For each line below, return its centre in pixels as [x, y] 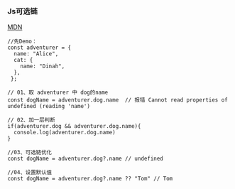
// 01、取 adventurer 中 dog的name [58, 93]
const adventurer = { [39, 48]
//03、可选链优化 [29, 153]
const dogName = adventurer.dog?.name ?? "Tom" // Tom [90, 179]
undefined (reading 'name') [49, 107]
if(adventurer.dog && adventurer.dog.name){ [74, 126]
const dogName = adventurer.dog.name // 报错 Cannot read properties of [118, 100]
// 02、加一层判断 [31, 120]
